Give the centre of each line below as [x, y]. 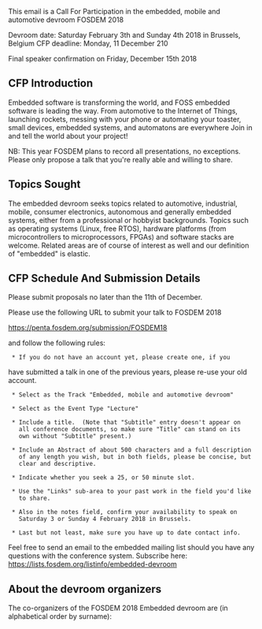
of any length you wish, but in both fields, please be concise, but [135, 457]
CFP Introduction [51, 83]
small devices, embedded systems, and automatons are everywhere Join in [131, 127]
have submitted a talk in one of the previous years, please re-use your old [128, 372]
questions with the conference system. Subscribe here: [98, 556]
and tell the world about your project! [68, 136]
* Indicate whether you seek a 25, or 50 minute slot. [103, 478]
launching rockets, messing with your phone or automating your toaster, [125, 119]
